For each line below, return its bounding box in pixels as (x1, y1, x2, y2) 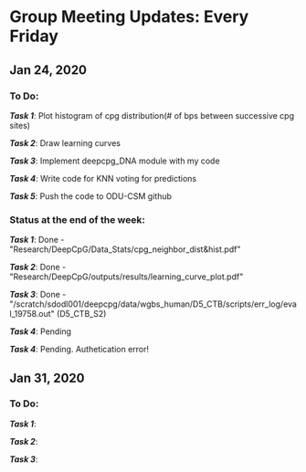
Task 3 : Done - (9, 289, 67, 300)
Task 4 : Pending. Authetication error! (9, 344, 149, 355)
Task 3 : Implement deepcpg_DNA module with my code (9, 155, 221, 166)
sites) (9, 120, 30, 131)
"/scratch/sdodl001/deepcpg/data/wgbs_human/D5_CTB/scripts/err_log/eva (9, 299, 297, 309)
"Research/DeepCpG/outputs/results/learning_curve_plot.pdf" (9, 271, 244, 282)
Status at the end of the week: (9, 213, 146, 226)
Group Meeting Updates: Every (9, 6, 249, 27)
